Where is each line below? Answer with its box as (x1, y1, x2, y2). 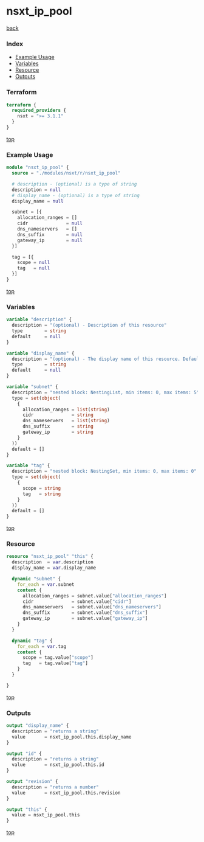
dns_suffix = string (22, 423, 94, 430)
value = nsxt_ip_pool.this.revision (12, 790, 121, 796)
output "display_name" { (6, 723, 69, 729)
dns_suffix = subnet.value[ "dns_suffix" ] (22, 610, 148, 616)
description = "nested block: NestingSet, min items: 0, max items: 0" (12, 468, 197, 475)
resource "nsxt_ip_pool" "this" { (6, 554, 94, 560)
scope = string (22, 485, 61, 491)
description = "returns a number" (12, 784, 99, 790)
